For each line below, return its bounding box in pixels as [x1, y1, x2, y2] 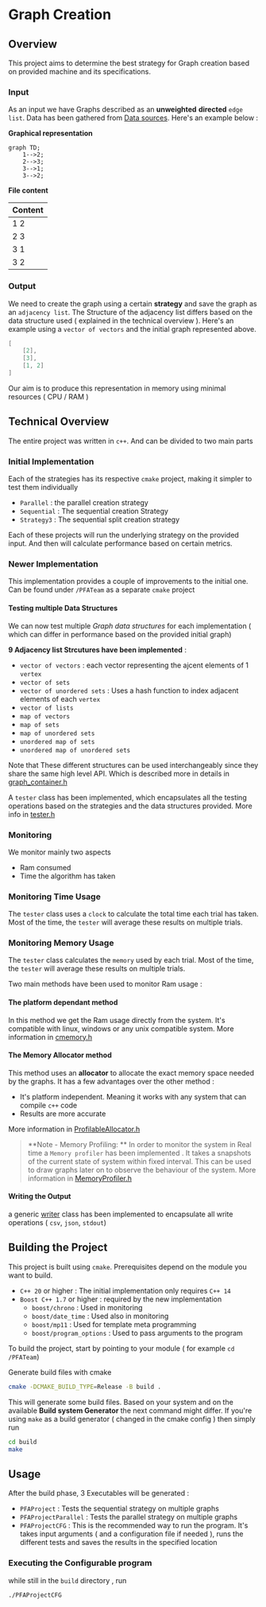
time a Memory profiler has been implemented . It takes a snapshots [27, 1148, 252, 1158]
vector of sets [19, 679, 71, 687]
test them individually [8, 483, 79, 492]
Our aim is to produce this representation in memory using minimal [8, 383, 226, 393]
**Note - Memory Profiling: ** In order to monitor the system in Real [27, 1139, 252, 1149]
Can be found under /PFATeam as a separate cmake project [8, 585, 195, 594]
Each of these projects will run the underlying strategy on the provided [8, 531, 240, 540]
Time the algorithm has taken [19, 871, 116, 881]
